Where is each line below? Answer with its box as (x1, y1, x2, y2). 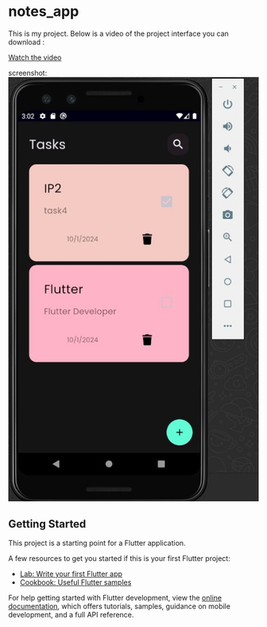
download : (8, 37, 45, 46)
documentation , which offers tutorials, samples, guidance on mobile (8, 602, 230, 611)
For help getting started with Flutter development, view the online (8, 593, 222, 603)
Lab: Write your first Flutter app (19, 569, 123, 579)
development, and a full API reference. (8, 610, 134, 620)
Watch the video (8, 53, 62, 62)
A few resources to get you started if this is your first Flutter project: (8, 554, 230, 563)
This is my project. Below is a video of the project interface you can (8, 29, 229, 38)
